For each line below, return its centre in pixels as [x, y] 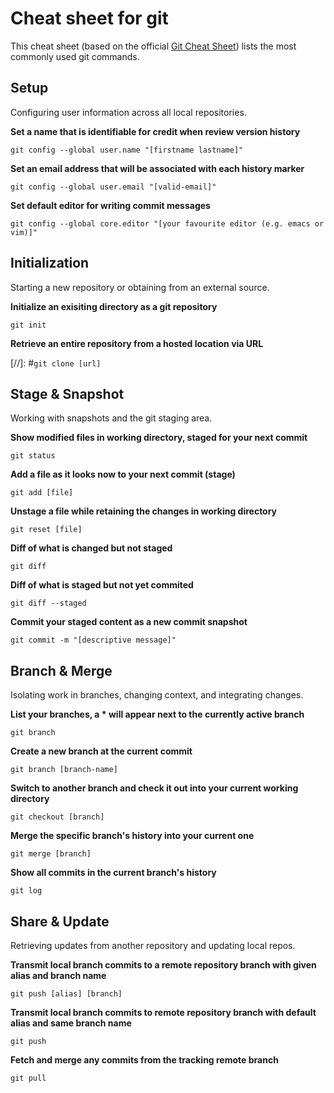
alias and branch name [58, 975]
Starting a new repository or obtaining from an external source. [140, 287]
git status [33, 456]
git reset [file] [46, 530]
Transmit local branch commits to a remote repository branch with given [163, 965]
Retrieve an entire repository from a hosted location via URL [137, 343]
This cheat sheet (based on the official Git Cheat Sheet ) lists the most [153, 46]
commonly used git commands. [75, 56]
